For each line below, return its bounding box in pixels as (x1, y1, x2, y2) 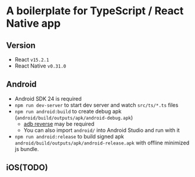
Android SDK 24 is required (14, 95, 82, 102)
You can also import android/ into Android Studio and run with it (23, 126, 180, 134)
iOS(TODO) (6, 163, 49, 173)
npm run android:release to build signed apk (14, 133, 124, 140)
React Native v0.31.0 (14, 62, 66, 69)
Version (6, 40, 36, 50)
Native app (6, 17, 61, 30)
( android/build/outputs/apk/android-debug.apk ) (14, 114, 133, 121)
